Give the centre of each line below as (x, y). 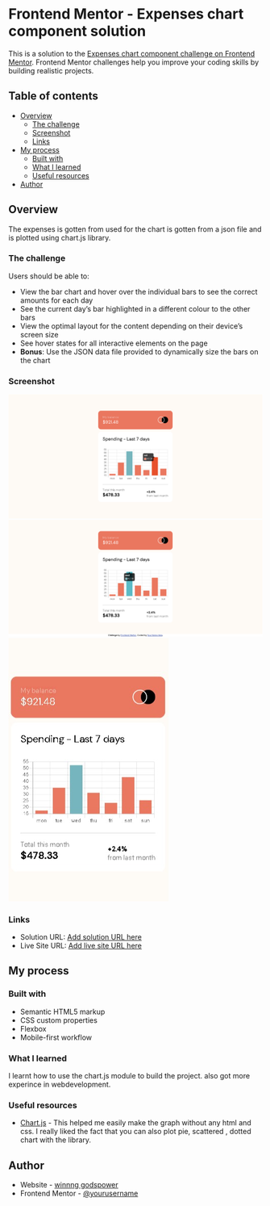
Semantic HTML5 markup (62, 1011)
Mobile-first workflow (56, 1037)
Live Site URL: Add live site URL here (81, 945)
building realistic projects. (51, 70)
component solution (77, 31)
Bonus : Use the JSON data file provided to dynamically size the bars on (139, 351)
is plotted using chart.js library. (60, 237)
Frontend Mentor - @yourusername (79, 1193)
